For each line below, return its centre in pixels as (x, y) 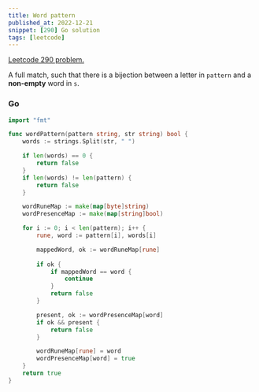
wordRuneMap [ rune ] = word (79, 351)
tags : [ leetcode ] (37, 37)
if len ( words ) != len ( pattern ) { (77, 178)
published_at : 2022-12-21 (50, 23)
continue (78, 279)
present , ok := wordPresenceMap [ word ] (100, 315)
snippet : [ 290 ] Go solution (54, 30)
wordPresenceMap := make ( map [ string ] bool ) (93, 214)
